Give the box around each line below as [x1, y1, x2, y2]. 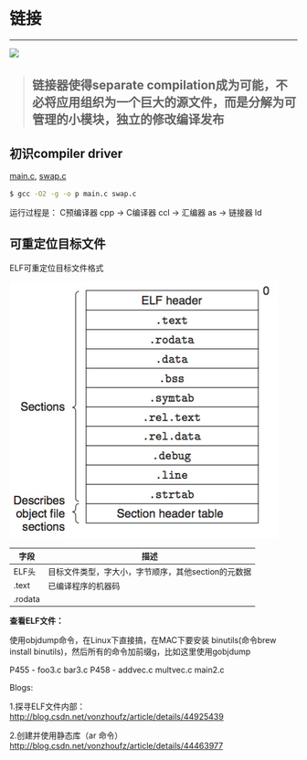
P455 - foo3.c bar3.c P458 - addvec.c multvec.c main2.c [9, 664, 226, 675]
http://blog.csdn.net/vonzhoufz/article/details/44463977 [9, 740, 224, 751]
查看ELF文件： [9, 615, 64, 626]
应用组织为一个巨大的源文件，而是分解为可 [56, 95, 297, 111]
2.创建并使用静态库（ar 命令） [9, 730, 123, 741]
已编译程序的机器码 [48, 580, 121, 591]
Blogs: [9, 681, 34, 692]
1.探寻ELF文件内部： [9, 701, 86, 712]
